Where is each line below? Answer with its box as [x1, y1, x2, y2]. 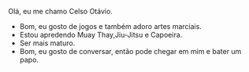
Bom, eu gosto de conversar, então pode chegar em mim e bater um [19, 47, 242, 56]
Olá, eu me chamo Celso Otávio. [8, 7, 113, 16]
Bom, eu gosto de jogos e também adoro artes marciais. [19, 22, 203, 31]
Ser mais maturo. [19, 38, 76, 48]
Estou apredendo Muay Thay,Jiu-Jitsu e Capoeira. [19, 31, 183, 39]
